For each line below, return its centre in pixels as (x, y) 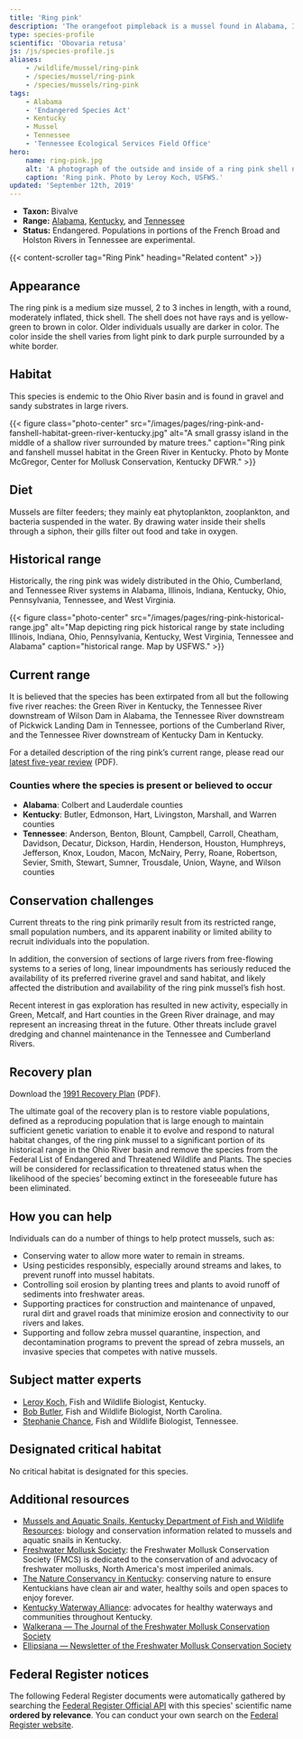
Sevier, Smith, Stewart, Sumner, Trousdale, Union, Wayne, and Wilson (151, 862)
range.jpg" (29, 628)
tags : (19, 93)
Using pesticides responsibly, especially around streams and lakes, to (152, 1265)
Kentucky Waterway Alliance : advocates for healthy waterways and (147, 1607)
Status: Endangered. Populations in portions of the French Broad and (151, 230)
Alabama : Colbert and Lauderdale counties (102, 805)
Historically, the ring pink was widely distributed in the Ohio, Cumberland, (146, 581)
